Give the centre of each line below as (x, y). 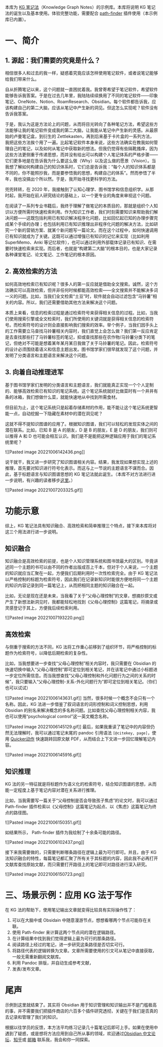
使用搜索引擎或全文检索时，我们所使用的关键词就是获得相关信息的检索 (79, 319)
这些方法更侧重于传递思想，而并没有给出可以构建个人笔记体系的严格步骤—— (81, 155)
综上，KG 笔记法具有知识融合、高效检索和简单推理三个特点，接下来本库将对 (81, 525)
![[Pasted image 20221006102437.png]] (45, 842)
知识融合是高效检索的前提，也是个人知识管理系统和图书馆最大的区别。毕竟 (79, 561)
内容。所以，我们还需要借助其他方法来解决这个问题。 (66, 302)
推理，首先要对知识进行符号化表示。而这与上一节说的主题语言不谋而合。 (77, 468)
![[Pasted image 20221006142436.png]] (45, 452)
